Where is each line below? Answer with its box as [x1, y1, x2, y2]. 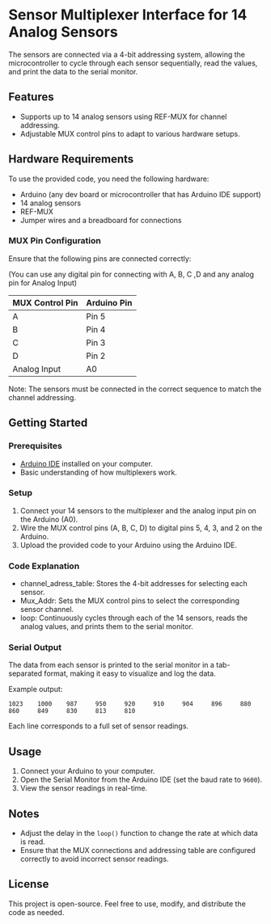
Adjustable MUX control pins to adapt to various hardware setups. [19, 129, 240, 138]
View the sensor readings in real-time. [19, 783, 148, 793]
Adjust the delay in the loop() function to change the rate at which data [19, 829, 259, 838]
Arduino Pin [86, 297, 133, 308]
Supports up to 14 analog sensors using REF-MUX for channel [19, 112, 227, 121]
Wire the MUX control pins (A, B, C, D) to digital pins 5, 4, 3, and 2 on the [19, 523, 263, 533]
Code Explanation [8, 560, 80, 572]
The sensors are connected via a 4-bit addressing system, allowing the [8, 49, 245, 59]
